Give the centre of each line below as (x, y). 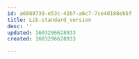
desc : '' (20, 26)
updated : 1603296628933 (42, 33)
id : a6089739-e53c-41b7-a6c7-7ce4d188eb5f (69, 13)
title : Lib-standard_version (49, 20)
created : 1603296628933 (42, 39)
